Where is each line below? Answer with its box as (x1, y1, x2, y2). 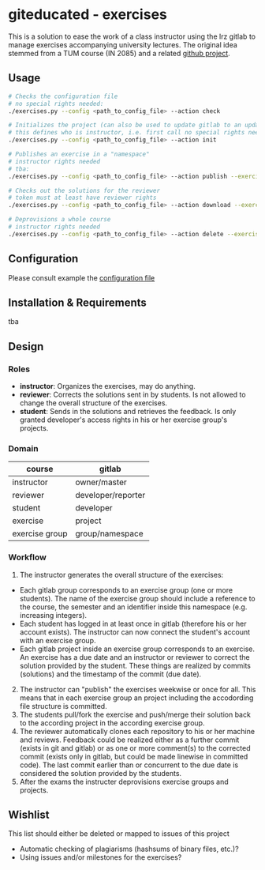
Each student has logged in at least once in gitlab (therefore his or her (19, 619, 247, 628)
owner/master (74, 476, 128, 488)
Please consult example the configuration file (8, 273, 155, 282)
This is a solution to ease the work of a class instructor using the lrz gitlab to (8, 32, 256, 41)
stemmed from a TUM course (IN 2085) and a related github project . (8, 48, 230, 58)
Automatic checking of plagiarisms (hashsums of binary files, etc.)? (19, 844, 239, 854)
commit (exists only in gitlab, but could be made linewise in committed (19, 751, 248, 761)
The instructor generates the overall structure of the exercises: (19, 570, 224, 579)
